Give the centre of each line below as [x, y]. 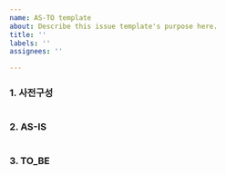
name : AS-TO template [51, 18]
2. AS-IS [28, 127]
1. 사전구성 [31, 93]
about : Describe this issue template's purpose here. [114, 26]
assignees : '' [36, 52]
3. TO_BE [30, 160]
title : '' [28, 34]
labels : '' [30, 43]
